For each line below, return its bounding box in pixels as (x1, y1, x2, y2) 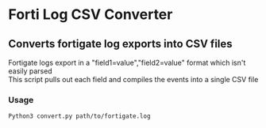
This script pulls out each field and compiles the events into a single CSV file (8, 75, 259, 84)
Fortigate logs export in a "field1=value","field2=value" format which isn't (8, 58, 246, 67)
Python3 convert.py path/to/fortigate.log (8, 112, 151, 120)
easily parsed (8, 66, 53, 76)
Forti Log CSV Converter (8, 6, 173, 24)
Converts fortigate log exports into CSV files (8, 37, 233, 51)
